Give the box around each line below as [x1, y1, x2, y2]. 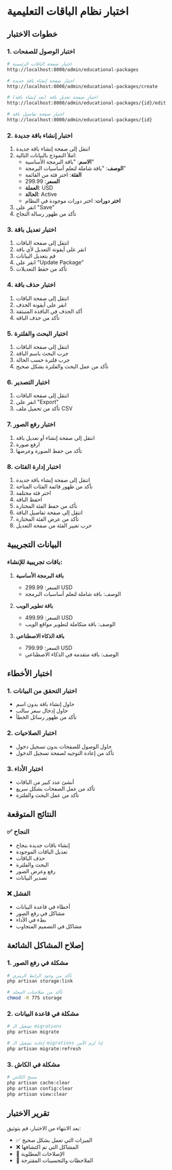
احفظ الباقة [15, 496, 42, 503]
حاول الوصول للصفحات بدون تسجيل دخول [15, 742, 112, 750]
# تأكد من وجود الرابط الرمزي [7, 972, 72, 978]
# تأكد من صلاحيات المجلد [7, 989, 63, 996]
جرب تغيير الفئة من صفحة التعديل [15, 521, 92, 529]
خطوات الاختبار [7, 29, 58, 39]
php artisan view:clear [7, 1091, 68, 1097]
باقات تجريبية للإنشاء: [7, 558, 63, 567]
